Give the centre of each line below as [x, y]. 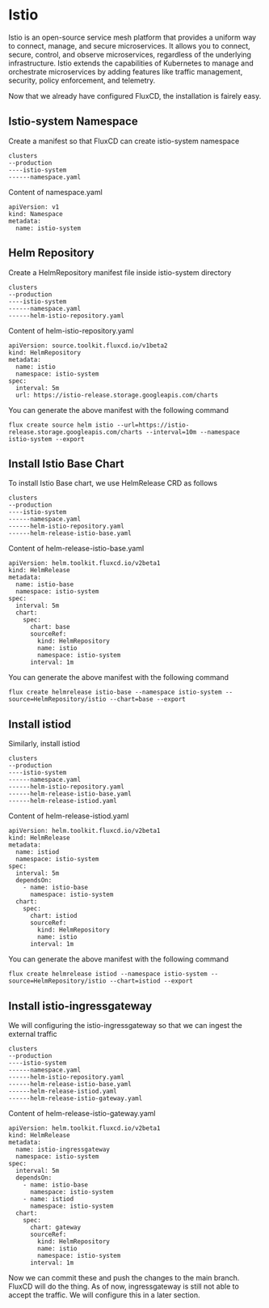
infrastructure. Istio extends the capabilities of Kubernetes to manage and [131, 63]
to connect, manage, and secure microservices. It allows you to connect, [129, 45]
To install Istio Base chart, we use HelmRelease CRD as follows [113, 483]
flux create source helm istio [61, 425]
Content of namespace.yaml [55, 192]
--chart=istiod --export [151, 981]
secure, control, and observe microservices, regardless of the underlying [130, 54]
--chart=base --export [147, 699]
